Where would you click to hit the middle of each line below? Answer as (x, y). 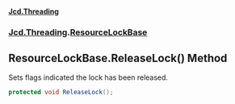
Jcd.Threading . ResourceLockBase (78, 32)
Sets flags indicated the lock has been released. (88, 77)
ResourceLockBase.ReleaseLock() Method (118, 58)
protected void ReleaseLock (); (61, 93)
